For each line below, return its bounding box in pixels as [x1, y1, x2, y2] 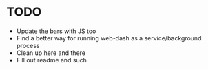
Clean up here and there [16, 49, 86, 57]
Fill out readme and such [16, 56, 87, 64]
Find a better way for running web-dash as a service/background [16, 34, 202, 42]
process [16, 41, 40, 49]
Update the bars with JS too [16, 27, 96, 35]
